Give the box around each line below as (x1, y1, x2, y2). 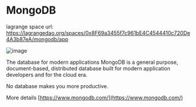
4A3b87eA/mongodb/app (6, 35, 69, 43)
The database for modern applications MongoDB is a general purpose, (6, 59, 179, 66)
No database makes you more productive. (6, 82, 108, 89)
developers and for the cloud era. (6, 71, 88, 78)
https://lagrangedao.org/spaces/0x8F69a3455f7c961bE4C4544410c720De (6, 29, 191, 36)
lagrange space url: (6, 23, 54, 30)
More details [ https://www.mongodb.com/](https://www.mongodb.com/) (6, 94, 184, 101)
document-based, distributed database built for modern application (6, 64, 171, 72)
